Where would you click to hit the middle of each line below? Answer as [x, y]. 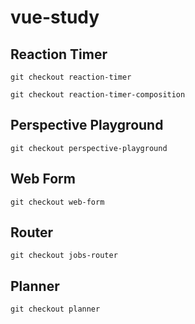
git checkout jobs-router [64, 256]
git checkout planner [55, 309]
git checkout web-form [57, 202]
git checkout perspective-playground [89, 148]
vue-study [55, 17]
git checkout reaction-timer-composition [98, 95]
